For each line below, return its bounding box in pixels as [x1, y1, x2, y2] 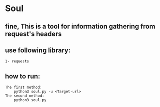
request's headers [5, 30, 62, 38]
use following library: [5, 46, 71, 54]
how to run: [5, 72, 40, 80]
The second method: [5, 93, 45, 98]
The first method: [5, 85, 42, 90]
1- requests [5, 59, 29, 64]
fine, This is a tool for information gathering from [5, 22, 156, 31]
